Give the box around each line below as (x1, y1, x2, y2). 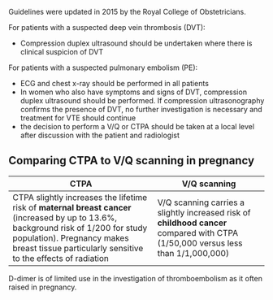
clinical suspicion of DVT (19, 47, 104, 56)
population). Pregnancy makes (12, 232, 129, 243)
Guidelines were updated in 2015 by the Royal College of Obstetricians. (8, 7, 246, 16)
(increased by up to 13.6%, (12, 211, 118, 223)
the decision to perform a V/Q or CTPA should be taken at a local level (19, 122, 254, 131)
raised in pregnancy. (8, 282, 77, 292)
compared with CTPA (157, 227, 239, 238)
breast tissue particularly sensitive (12, 242, 144, 254)
